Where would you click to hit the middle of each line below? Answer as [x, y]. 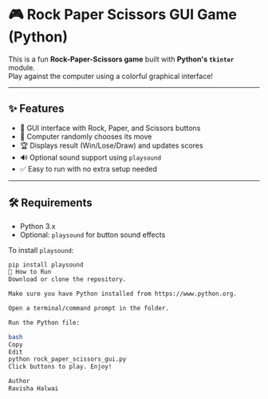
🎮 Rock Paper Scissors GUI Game [123, 15]
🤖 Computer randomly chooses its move [86, 136]
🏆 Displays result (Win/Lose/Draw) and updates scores [111, 145]
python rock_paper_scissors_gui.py [67, 359]
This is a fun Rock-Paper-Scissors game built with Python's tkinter [121, 59]
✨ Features [36, 109]
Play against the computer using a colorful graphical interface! [111, 76]
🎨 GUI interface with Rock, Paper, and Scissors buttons [110, 128]
